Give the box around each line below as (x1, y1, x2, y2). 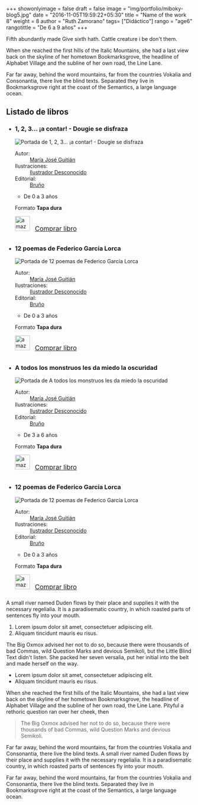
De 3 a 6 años (23, 432, 58, 439)
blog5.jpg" (6, 11, 31, 18)
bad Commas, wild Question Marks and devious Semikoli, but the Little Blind (6, 647, 192, 654)
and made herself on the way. (6, 660, 79, 667)
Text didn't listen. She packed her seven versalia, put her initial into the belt (6, 653, 189, 660)
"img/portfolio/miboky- (128, 5, 184, 12)
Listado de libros (6, 107, 69, 117)
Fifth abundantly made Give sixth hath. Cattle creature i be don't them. (6, 36, 177, 42)
